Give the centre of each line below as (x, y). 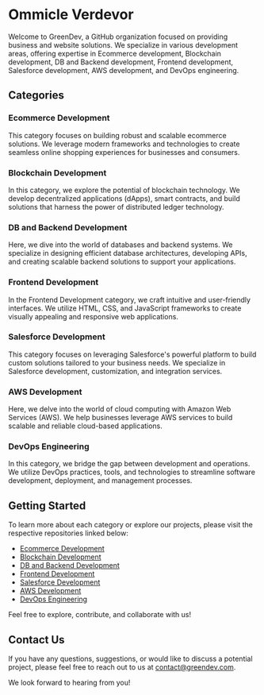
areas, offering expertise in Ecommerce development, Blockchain (115, 53)
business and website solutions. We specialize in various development (123, 44)
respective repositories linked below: (68, 533)
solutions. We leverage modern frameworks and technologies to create (124, 144)
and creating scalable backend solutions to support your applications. (122, 262)
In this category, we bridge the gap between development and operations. (129, 464)
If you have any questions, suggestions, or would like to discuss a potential (130, 659)
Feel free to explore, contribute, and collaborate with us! (100, 615)
